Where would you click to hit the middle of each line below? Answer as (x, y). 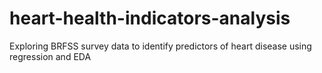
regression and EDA (50, 56)
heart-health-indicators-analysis (150, 18)
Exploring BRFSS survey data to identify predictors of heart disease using (160, 46)
